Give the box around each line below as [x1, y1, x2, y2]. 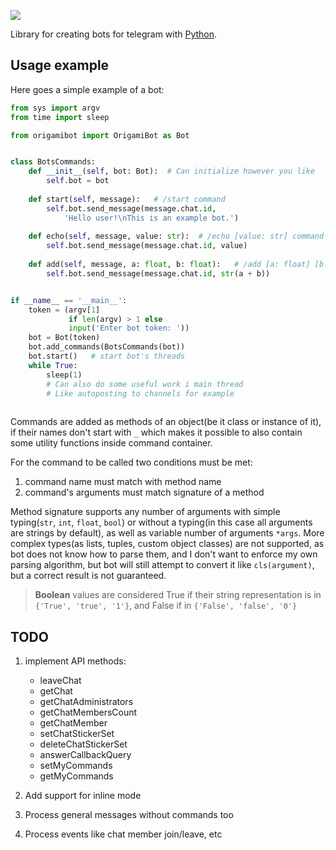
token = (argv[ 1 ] [28, 305, 101, 315]
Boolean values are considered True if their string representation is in [34, 589, 322, 601]
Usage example [10, 57, 110, 74]
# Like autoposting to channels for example [46, 388, 235, 399]
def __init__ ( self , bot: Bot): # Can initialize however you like [28, 166, 315, 177]
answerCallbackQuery [39, 749, 132, 761]
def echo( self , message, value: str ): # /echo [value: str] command [28, 231, 325, 242]
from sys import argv [10, 103, 101, 113]
